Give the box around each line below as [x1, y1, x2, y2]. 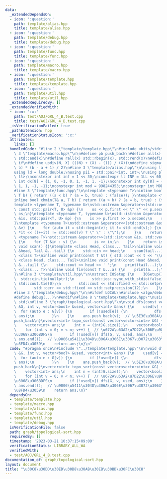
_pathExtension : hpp [9, 128, 52, 133]
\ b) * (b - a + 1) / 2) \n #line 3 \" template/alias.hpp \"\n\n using [14, 165, 157, 170]
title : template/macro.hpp [14, 68, 70, 73]
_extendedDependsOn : [9, 12, 52, 17]
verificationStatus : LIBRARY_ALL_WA [9, 444, 85, 449]
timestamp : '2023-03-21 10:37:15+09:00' [9, 439, 94, 444]
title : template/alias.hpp [14, 26, 70, 31]
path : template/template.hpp [14, 77, 75, 82]
